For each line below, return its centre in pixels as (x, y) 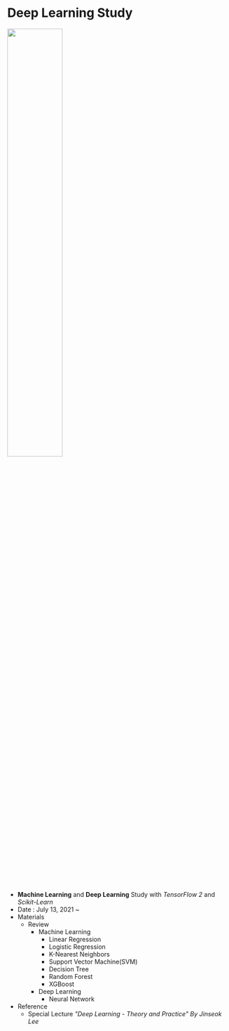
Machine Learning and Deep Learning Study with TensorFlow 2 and (116, 894)
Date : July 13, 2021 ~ (48, 909)
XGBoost (62, 984)
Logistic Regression (77, 947)
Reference (32, 1006)
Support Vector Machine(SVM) (93, 961)
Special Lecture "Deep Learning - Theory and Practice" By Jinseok (125, 1013)
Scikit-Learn (35, 902)
